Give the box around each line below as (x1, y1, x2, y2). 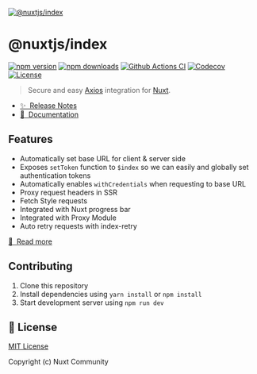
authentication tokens (19, 171, 91, 180)
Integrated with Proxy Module (19, 213, 117, 222)
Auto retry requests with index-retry (19, 221, 137, 230)
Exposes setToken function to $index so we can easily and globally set (19, 162, 249, 172)
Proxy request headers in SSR (19, 187, 117, 197)
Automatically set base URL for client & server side (19, 153, 186, 163)
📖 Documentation (19, 110, 79, 119)
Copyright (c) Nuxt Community (8, 357, 109, 367)
